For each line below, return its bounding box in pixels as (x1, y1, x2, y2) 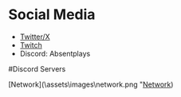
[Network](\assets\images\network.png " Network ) (8, 80, 174, 89)
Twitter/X (19, 32, 50, 41)
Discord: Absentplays (19, 48, 91, 58)
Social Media (8, 6, 96, 24)
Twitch (19, 40, 42, 49)
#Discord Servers (8, 64, 66, 73)
